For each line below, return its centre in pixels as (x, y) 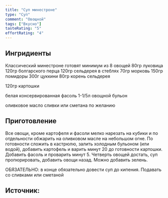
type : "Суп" (18, 15)
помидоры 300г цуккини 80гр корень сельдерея (58, 76)
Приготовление (31, 121)
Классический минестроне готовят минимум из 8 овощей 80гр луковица (84, 65)
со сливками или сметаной (34, 175)
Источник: (23, 191)
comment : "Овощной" (26, 19)
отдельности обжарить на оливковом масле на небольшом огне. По (79, 138)
